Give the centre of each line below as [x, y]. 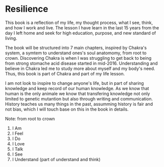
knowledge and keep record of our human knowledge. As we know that [77, 88]
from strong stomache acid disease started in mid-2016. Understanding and [82, 63]
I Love [18, 143]
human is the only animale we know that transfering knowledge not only [78, 94]
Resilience [27, 9]
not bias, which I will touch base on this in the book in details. [67, 109]
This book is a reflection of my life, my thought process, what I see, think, [79, 23]
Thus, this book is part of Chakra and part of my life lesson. [65, 73]
